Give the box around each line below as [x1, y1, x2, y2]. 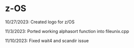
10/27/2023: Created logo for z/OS [5, 19, 75, 25]
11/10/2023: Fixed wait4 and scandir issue [5, 37, 89, 44]
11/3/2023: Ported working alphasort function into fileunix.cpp [5, 28, 129, 34]
